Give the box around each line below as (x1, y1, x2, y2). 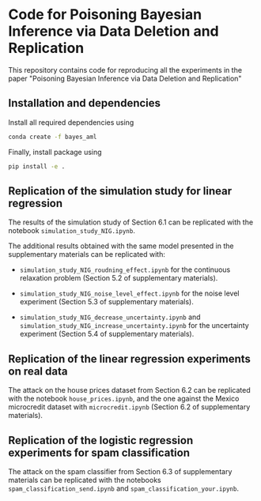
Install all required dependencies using (8, 117, 134, 127)
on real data (8, 364, 68, 378)
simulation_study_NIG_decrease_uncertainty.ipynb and (19, 312, 201, 322)
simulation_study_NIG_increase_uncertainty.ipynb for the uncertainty (19, 321, 249, 330)
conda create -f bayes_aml (8, 133, 97, 141)
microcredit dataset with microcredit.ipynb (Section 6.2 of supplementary (8, 402, 251, 412)
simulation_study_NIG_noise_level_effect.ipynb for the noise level (19, 288, 240, 298)
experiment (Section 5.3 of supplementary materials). (19, 297, 194, 307)
